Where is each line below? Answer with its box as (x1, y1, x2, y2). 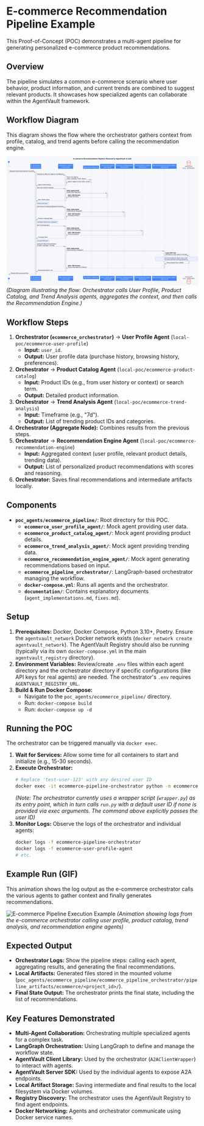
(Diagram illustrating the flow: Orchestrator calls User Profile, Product (6, 287, 181, 294)
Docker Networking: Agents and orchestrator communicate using (15, 1107, 181, 1114)
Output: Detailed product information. (24, 392, 120, 399)
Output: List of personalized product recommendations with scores (24, 462, 194, 470)
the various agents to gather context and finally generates (6, 892, 152, 899)
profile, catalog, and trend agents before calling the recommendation (6, 137, 180, 145)
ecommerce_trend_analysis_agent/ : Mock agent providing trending (24, 542, 190, 550)
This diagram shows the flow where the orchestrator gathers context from (6, 131, 192, 138)
